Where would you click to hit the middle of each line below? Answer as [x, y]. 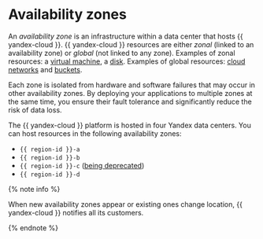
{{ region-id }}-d [50, 175]
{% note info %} [34, 189]
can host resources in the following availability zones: [95, 133]
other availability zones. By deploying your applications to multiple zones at [130, 93]
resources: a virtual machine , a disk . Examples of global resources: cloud [127, 61]
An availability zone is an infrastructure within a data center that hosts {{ [126, 36]
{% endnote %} [33, 228]
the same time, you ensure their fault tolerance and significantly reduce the [130, 101]
